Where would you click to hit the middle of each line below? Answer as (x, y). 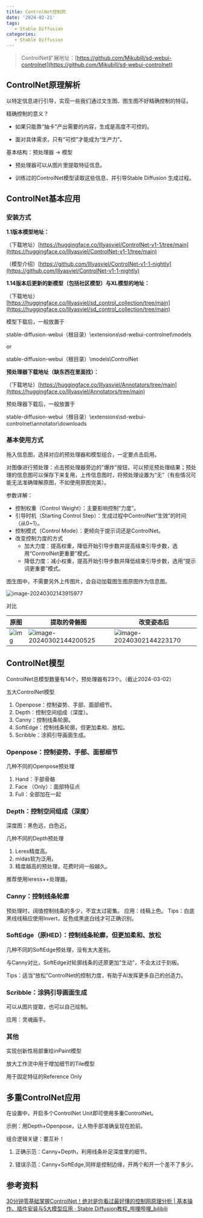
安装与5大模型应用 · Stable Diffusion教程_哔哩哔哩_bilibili (97, 1209)
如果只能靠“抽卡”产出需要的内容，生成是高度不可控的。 (84, 126)
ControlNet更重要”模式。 (63, 553)
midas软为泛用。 (36, 859)
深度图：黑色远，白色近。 (38, 825)
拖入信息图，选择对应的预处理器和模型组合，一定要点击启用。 (83, 454)
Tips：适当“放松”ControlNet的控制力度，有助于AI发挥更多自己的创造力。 (96, 975)
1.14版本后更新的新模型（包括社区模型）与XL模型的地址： (78, 283)
